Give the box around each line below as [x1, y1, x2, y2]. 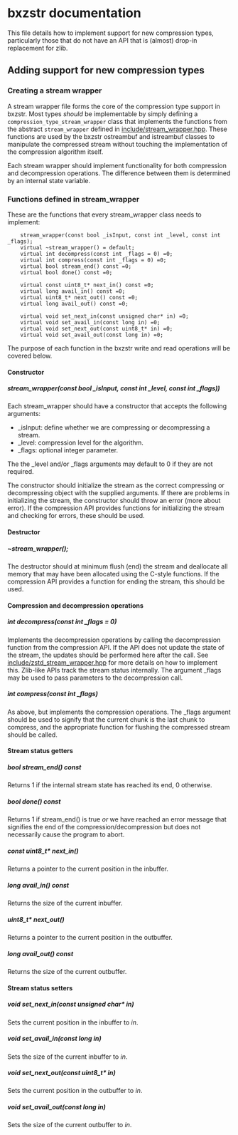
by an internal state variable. [7, 176, 91, 185]
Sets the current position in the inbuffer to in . [7, 1017, 139, 1027]
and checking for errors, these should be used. [7, 512, 145, 520]
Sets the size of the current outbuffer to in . [7, 1121, 132, 1129]
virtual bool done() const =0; [20, 269, 113, 276]
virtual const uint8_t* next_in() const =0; [20, 281, 154, 289]
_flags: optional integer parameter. [17, 446, 119, 455]
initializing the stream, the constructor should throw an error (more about [7, 497, 221, 505]
